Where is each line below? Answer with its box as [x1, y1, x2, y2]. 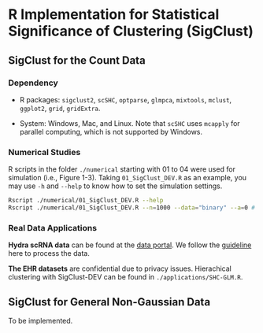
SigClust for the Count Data [8, 54, 146, 67]
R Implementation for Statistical [8, 6, 220, 24]
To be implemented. [8, 316, 73, 326]
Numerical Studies [8, 146, 81, 157]
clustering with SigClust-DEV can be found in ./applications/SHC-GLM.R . [8, 272, 243, 282]
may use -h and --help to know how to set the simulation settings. [8, 181, 223, 191]
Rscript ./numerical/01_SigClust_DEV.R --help [8, 197, 164, 205]
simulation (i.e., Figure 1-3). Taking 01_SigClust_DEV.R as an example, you [8, 173, 246, 183]
